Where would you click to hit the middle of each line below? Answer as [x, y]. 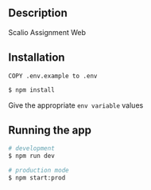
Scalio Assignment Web [47, 32]
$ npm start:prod [37, 178]
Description [38, 13]
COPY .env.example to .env [53, 76]
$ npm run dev [32, 156]
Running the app [50, 130]
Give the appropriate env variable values [76, 105]
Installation [37, 58]
